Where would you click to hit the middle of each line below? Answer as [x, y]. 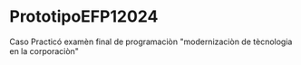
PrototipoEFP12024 [84, 17]
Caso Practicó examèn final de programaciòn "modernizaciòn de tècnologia [151, 42]
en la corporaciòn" [44, 51]
